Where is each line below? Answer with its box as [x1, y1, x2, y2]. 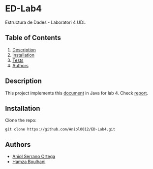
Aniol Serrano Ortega [12, 154, 56, 160]
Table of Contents [5, 34, 61, 42]
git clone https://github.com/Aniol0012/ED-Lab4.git [5, 127, 116, 132]
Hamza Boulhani [12, 159, 46, 165]
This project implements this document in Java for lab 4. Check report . [5, 90, 149, 96]
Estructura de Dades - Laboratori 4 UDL [5, 19, 86, 25]
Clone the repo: [5, 117, 37, 124]
